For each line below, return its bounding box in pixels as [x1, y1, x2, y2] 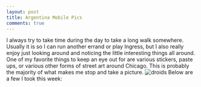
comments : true [6, 20, 45, 26]
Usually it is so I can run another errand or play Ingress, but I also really [6, 43, 184, 50]
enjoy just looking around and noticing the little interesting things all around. [6, 50, 196, 57]
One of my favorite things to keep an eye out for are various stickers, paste [6, 56, 193, 63]
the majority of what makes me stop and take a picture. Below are [6, 69, 194, 76]
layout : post [6, 8, 39, 15]
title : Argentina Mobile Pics [6, 14, 83, 21]
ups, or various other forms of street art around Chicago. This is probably [6, 62, 189, 69]
